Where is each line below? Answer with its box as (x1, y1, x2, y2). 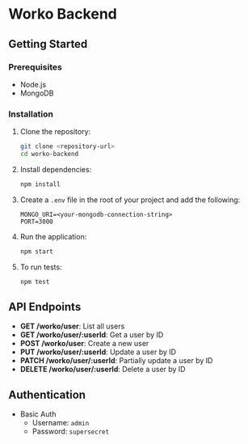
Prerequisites (8, 61, 62, 73)
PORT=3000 (19, 218, 54, 226)
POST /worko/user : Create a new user (19, 339, 149, 349)
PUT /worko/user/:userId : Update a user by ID (19, 347, 176, 357)
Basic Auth (19, 409, 57, 419)
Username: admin (32, 418, 90, 428)
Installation (8, 108, 54, 120)
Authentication (8, 387, 86, 401)
